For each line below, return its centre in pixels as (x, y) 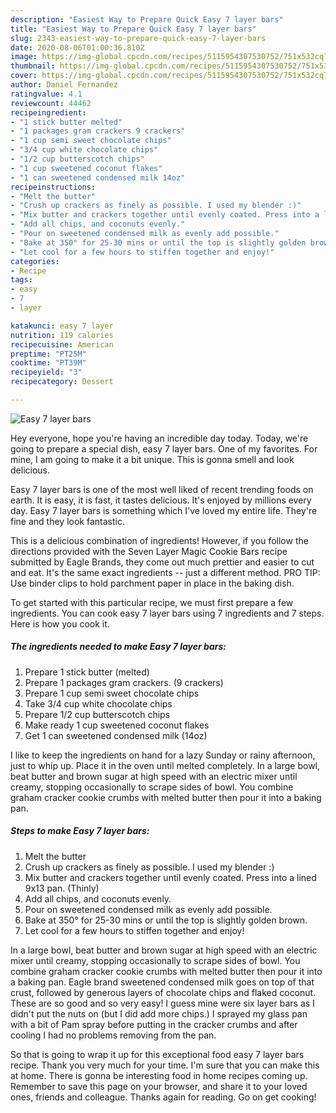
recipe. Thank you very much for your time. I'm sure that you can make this (165, 1065)
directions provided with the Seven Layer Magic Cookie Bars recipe (149, 551)
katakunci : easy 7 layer (62, 326)
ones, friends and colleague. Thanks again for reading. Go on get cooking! (163, 1097)
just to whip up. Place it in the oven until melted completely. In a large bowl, (165, 765)
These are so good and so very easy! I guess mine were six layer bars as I (162, 1003)
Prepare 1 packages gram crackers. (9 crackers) (124, 682)
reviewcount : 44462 (51, 103)
